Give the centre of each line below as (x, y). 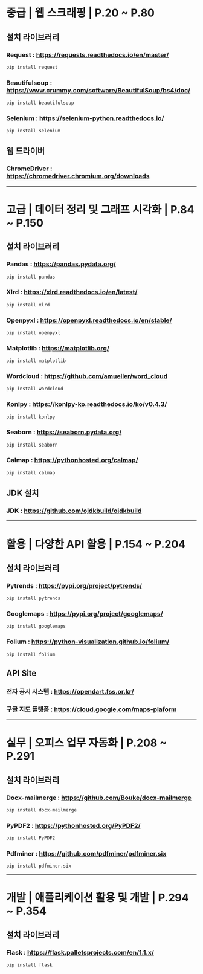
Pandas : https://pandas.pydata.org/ (61, 264)
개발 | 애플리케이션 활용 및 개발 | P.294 (98, 898)
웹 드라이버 (26, 151)
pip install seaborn (32, 445)
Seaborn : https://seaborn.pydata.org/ (64, 432)
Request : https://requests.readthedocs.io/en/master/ (88, 54)
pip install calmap (31, 472)
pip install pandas (31, 277)
